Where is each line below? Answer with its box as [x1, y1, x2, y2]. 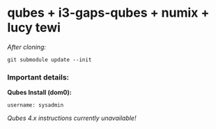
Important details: [7, 72, 70, 82]
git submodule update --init [7, 56, 92, 63]
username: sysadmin [7, 102, 64, 109]
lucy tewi [7, 20, 61, 36]
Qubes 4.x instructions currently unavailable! [7, 114, 137, 123]
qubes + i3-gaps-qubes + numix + [7, 5, 210, 21]
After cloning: [7, 43, 47, 51]
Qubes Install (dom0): [7, 89, 72, 97]
